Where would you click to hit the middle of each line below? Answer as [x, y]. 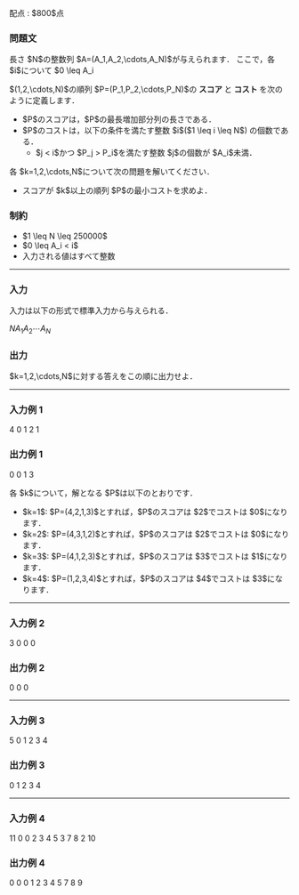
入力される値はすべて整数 [69, 255]
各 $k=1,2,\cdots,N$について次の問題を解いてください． [112, 172]
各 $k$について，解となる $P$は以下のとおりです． [104, 493]
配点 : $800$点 [37, 13]
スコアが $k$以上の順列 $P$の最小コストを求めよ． [117, 190]
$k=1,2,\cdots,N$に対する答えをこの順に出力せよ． [103, 375]
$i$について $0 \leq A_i [52, 70]
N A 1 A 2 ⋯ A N [30, 329]
